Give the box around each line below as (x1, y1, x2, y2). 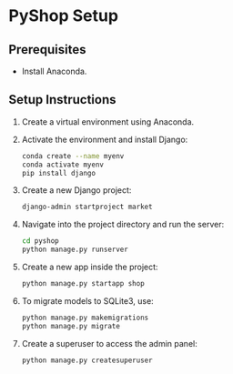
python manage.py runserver (21, 245, 128, 255)
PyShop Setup (8, 5, 119, 26)
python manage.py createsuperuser (21, 356, 153, 365)
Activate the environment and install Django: (21, 134, 188, 145)
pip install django (21, 168, 96, 177)
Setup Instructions (8, 92, 116, 107)
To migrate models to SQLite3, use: (21, 295, 154, 306)
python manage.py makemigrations (21, 313, 149, 322)
